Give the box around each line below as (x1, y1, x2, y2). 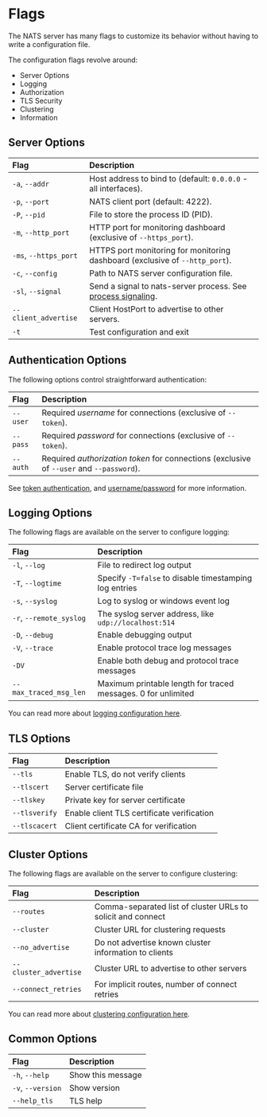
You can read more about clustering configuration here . (8, 1009, 191, 1018)
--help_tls (12, 1096, 53, 1105)
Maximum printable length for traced (97, 678, 234, 689)
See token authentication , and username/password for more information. (8, 483, 247, 492)
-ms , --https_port (12, 249, 78, 261)
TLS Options (8, 731, 72, 745)
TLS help (68, 1095, 103, 1106)
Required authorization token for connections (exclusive (41, 453, 252, 464)
